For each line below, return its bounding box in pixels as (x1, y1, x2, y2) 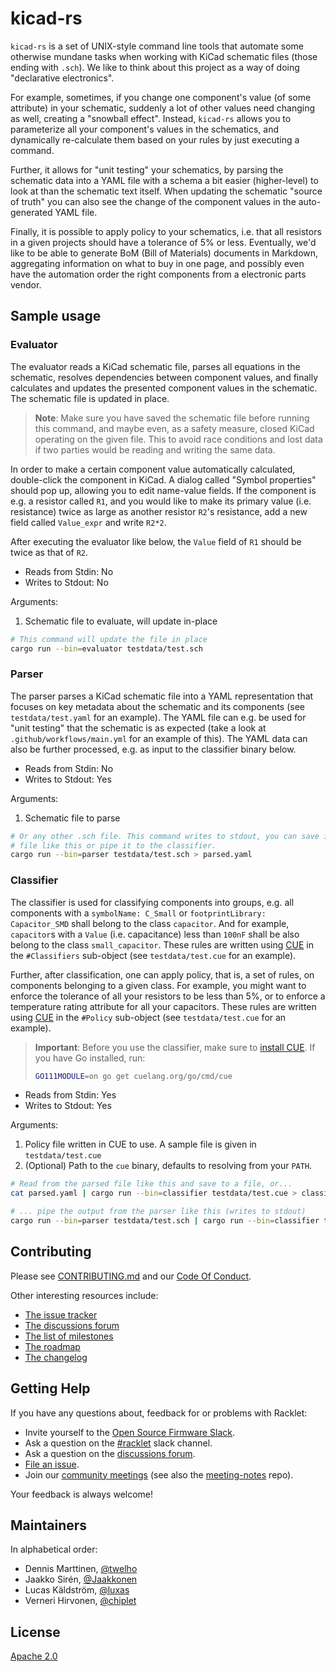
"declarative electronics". (10, 72, 115, 84)
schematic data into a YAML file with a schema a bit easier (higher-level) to (10, 174, 319, 186)
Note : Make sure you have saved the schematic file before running (34, 412, 310, 424)
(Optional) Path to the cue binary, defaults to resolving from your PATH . (24, 1160, 313, 1172)
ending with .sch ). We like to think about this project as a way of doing (10, 61, 300, 73)
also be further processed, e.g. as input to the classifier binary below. (10, 743, 297, 755)
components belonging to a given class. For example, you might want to (10, 979, 307, 991)
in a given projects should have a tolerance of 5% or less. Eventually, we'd (10, 236, 317, 248)
